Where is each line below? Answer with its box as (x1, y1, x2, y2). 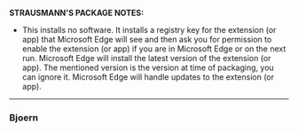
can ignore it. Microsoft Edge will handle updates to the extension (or (21, 72, 275, 82)
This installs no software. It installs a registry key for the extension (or (21, 25, 277, 35)
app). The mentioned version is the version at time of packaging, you (21, 62, 275, 73)
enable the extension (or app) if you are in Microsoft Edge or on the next (21, 43, 286, 54)
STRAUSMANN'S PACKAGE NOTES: (9, 8, 145, 18)
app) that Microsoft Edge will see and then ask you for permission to (21, 35, 272, 44)
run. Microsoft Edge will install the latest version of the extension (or (21, 53, 271, 63)
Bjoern (9, 111, 39, 123)
